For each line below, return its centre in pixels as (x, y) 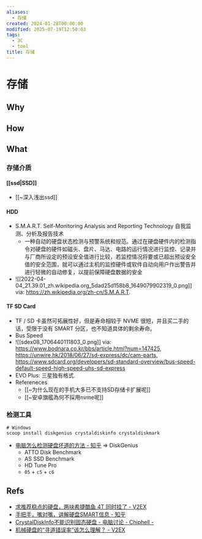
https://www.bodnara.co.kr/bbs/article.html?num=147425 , (88, 348)
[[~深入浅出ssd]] (36, 197)
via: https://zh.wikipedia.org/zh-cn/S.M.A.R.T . (73, 292)
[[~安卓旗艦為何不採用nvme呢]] (64, 397)
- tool (20, 47)
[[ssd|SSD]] (22, 183)
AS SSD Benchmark (49, 458)
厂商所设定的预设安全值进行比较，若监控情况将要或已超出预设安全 (113, 257)
